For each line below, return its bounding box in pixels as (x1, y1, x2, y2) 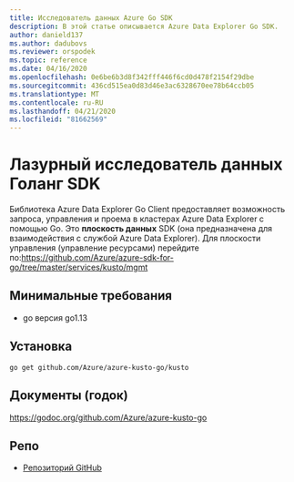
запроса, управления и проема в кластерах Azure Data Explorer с (9, 213, 265, 224)
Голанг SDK (9, 174, 101, 194)
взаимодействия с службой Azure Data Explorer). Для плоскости (9, 233, 261, 244)
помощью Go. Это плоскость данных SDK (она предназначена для (9, 223, 273, 234)
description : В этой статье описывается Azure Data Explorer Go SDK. (9, 22, 279, 31)
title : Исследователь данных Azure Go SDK (9, 13, 173, 23)
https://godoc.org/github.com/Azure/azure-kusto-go (9, 412, 208, 423)
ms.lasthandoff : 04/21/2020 (9, 107, 117, 116)
